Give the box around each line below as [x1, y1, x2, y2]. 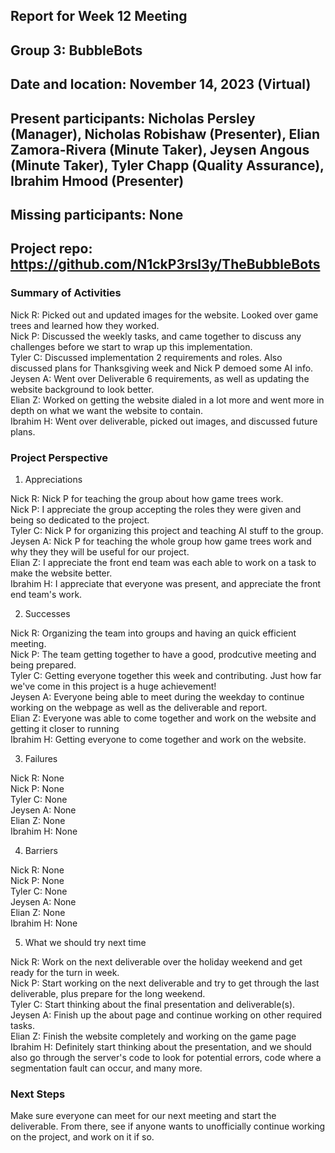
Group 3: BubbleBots [10, 42, 143, 59]
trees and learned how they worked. [10, 319, 160, 331]
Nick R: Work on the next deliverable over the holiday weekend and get [10, 955, 303, 968]
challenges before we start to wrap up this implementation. [10, 340, 253, 353]
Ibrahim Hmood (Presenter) [10, 172, 185, 189]
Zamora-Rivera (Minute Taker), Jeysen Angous [10, 141, 310, 158]
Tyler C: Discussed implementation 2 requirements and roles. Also [10, 351, 283, 363]
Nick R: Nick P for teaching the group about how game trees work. [10, 492, 284, 504]
